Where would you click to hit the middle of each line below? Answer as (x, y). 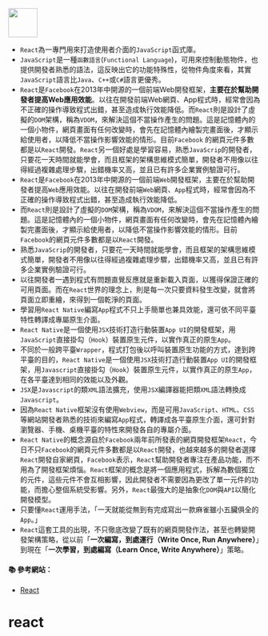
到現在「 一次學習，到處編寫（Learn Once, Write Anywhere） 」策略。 (134, 550)
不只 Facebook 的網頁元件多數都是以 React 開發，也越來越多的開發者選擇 (141, 450)
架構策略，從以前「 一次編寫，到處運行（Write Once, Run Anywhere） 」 (143, 540)
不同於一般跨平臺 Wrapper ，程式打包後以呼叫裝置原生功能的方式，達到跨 (138, 350)
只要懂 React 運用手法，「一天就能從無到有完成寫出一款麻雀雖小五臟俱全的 (139, 510)
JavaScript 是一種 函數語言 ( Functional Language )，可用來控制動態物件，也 (139, 60)
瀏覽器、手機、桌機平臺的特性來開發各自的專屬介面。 (108, 430)
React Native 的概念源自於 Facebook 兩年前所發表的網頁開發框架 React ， (135, 440)
